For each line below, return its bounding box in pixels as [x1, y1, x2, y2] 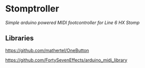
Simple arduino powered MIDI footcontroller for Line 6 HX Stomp [5, 19, 140, 25]
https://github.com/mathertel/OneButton [5, 47, 89, 53]
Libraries [5, 34, 34, 42]
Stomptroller [5, 3, 60, 14]
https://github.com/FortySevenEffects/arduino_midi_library [5, 57, 127, 63]
